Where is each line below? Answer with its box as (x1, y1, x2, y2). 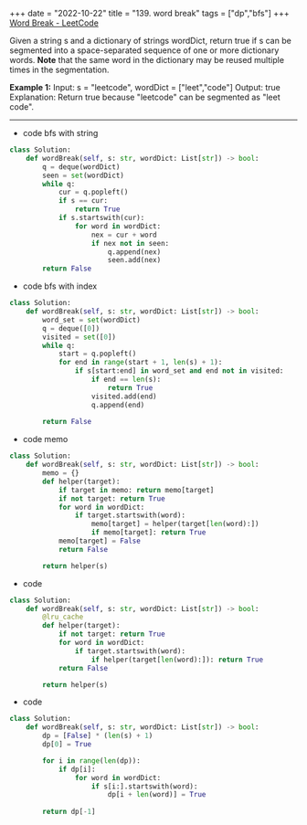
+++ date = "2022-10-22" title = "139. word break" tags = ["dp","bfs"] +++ (9, 8, 290, 18)
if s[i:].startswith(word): (90, 781, 198, 791)
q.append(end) (90, 400, 145, 409)
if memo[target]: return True (90, 528, 206, 537)
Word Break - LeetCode (9, 17, 99, 28)
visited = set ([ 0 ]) (42, 333, 117, 342)
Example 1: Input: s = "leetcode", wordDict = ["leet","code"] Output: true (9, 82, 281, 92)
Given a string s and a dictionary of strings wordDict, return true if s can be (9, 36, 292, 46)
